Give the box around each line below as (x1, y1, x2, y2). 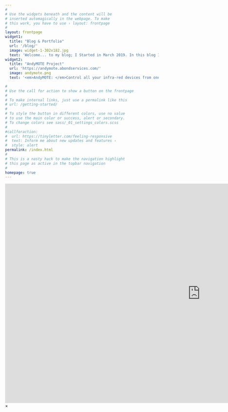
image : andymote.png (9, 71, 51, 76)
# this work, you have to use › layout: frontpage (5, 20, 110, 26)
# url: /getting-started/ (5, 102, 57, 107)
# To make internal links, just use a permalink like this (5, 98, 128, 102)
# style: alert (5, 143, 38, 148)
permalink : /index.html (5, 147, 54, 153)
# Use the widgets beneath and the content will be (5, 12, 112, 17)
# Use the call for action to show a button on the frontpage (5, 88, 134, 93)
